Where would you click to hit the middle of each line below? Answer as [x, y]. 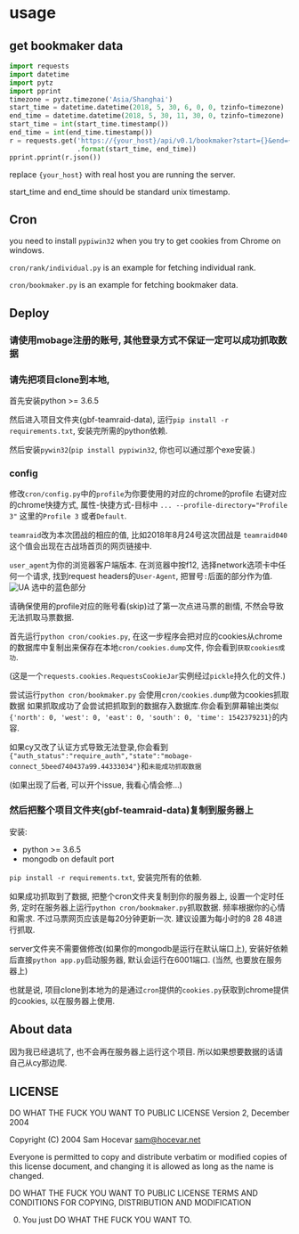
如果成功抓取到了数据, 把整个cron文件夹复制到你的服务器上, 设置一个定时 [143, 896]
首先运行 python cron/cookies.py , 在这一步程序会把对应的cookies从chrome [146, 636]
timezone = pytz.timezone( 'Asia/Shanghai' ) [91, 99]
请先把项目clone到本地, [60, 380]
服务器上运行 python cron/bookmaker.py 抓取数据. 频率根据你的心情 [165, 907]
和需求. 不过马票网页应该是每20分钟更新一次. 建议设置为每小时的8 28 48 [142, 918]
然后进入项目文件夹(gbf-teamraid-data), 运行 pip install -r [119, 419]
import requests [39, 66]
